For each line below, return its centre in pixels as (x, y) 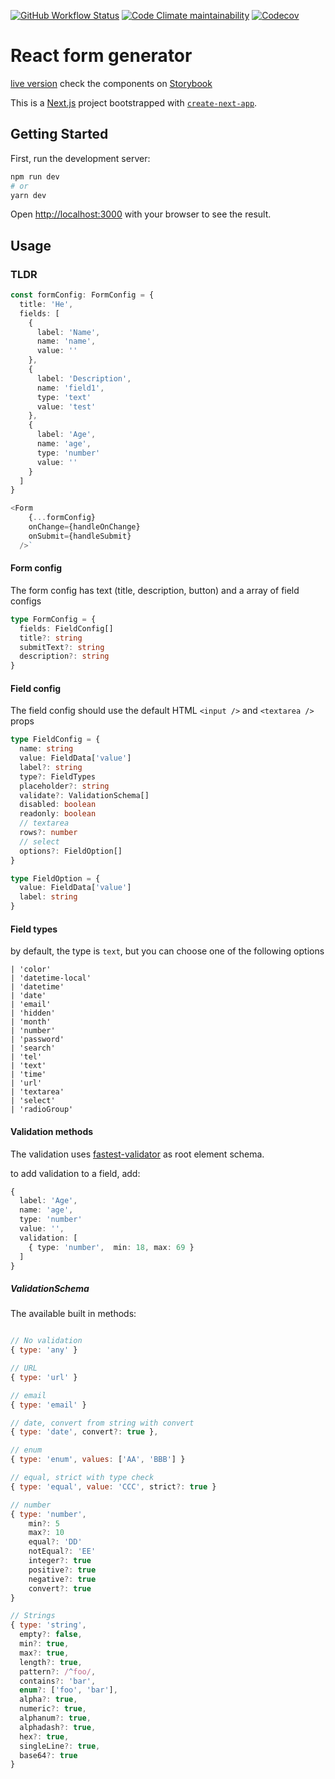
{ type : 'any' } (44, 1350)
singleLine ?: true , (60, 1746)
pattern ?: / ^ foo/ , (58, 1671)
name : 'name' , (66, 341)
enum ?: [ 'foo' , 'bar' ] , (68, 1690)
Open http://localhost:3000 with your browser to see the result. (141, 214)
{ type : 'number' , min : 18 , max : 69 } (111, 1247)
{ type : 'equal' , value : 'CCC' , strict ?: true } (113, 1486)
